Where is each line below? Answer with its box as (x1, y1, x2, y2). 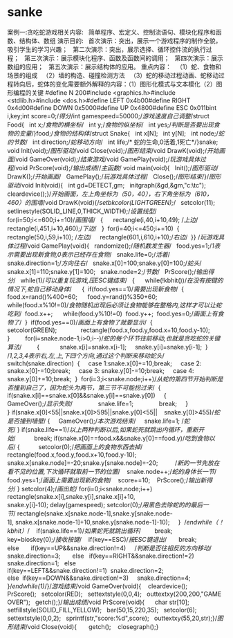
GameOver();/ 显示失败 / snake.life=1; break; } (7, 399, 189, 408)
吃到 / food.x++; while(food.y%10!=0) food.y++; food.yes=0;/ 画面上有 (7, 309, 218, 318)
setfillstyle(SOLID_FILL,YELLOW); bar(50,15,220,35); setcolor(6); (7, 605, 197, 614)
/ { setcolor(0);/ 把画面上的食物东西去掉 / (13, 442, 143, 450)
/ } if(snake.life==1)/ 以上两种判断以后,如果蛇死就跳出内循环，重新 (13, 425, 198, 433)
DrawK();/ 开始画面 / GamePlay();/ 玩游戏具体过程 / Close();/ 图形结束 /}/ (7, 172, 209, 181)
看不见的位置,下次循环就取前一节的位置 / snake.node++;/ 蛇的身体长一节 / (7, 467, 217, 475)
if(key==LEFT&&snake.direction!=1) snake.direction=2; (7, 566, 164, 574)
